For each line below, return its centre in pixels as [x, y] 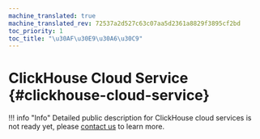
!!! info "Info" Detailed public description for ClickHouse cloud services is [130, 118]
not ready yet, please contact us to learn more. [86, 127]
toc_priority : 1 [36, 31]
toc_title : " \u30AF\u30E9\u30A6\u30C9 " [76, 38]
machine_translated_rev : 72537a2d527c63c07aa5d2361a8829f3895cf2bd [125, 23]
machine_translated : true [52, 16]
